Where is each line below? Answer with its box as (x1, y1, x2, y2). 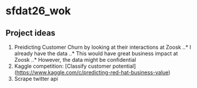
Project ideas (5, 28, 56, 38)
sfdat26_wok (5, 4, 71, 18)
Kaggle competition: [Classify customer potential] (14, 62, 136, 70)
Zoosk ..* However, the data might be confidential (14, 56, 136, 63)
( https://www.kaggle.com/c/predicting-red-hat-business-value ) (14, 69, 171, 76)
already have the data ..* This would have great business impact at (14, 50, 178, 57)
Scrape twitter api (14, 76, 58, 82)
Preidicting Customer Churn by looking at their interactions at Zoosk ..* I (14, 43, 192, 51)
